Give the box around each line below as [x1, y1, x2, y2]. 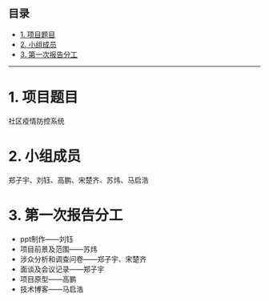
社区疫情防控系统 [8, 116, 65, 126]
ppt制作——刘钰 [19, 234, 74, 243]
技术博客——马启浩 [19, 284, 84, 294]
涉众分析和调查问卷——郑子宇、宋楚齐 [19, 254, 147, 263]
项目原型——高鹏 [19, 274, 77, 283]
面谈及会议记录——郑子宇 [19, 264, 105, 274]
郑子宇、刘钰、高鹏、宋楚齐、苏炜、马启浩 [8, 175, 149, 185]
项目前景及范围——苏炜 [19, 244, 98, 254]
